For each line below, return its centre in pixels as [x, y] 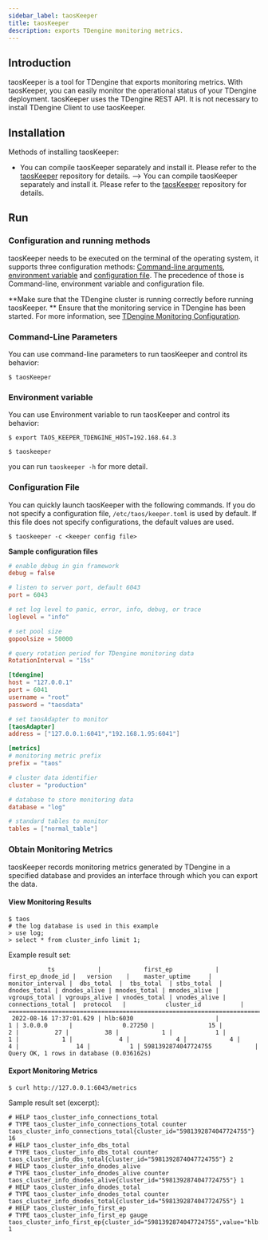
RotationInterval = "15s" [51, 661]
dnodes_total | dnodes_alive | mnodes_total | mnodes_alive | [114, 990]
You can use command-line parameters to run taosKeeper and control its [128, 354]
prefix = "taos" [35, 764]
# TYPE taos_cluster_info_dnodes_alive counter [89, 1173]
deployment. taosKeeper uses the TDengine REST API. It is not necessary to [133, 99]
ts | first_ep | [133, 969]
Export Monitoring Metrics [53, 1071]
